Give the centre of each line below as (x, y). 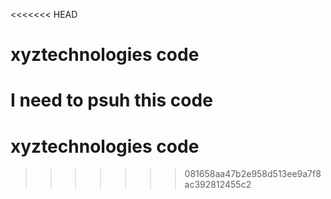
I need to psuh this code (111, 100)
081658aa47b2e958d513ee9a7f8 (253, 174)
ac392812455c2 (218, 185)
